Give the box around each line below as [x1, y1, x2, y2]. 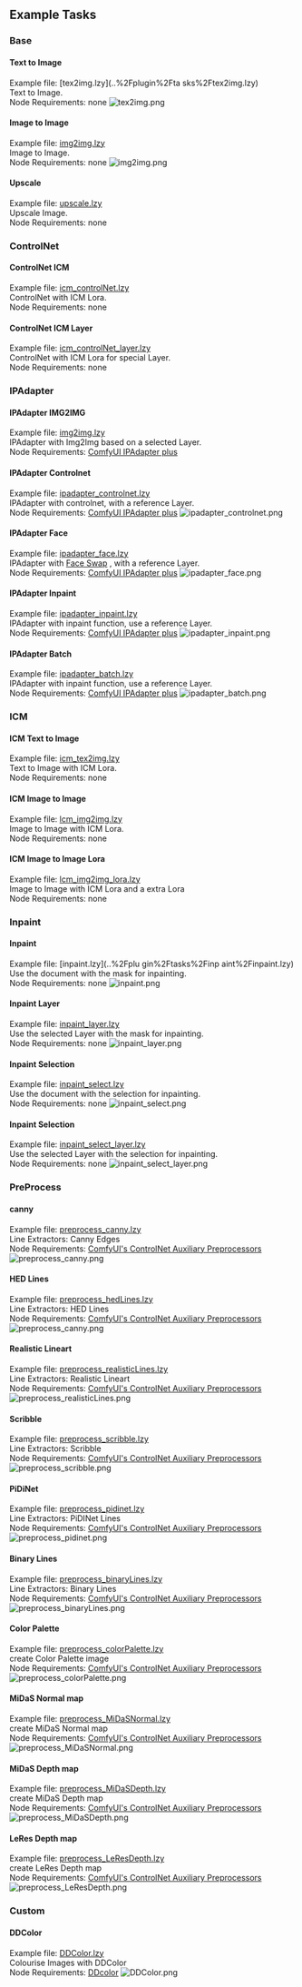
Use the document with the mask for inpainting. [9, 967, 188, 979]
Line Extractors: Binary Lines [9, 1583, 117, 1594]
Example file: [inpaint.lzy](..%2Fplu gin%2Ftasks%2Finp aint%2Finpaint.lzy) [9, 958, 295, 969]
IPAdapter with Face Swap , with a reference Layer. [9, 558, 200, 568]
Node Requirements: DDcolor [9, 1966, 120, 1978]
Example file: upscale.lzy [9, 197, 102, 208]
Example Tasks [9, 7, 97, 23]
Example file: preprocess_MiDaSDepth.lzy [9, 1784, 166, 1794]
